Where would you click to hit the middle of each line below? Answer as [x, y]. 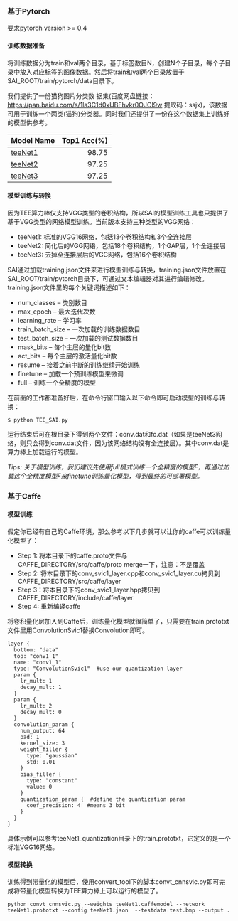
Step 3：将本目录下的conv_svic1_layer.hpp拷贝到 [89, 590]
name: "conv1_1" [38, 662]
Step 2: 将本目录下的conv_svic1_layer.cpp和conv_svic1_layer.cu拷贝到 [119, 573]
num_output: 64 [43, 730]
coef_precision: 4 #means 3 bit [76, 805]
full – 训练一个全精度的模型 [56, 383]
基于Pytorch [29, 11]
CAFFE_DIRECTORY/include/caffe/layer [75, 597]
